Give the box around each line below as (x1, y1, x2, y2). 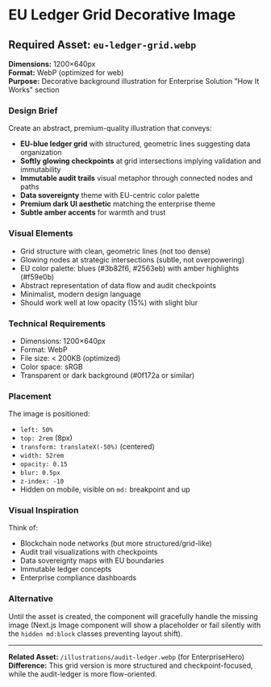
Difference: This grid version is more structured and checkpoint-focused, (8, 660, 253, 670)
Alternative (8, 593, 54, 605)
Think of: (8, 523, 39, 533)
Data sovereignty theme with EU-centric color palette (19, 191, 200, 200)
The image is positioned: (8, 409, 90, 419)
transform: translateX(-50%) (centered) (19, 442, 155, 451)
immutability (19, 165, 61, 174)
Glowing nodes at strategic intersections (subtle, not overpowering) (19, 254, 245, 264)
